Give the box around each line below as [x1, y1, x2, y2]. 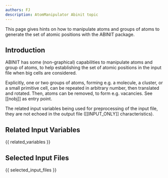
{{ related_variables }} [5, 139, 51, 145]
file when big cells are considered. [5, 70, 77, 76]
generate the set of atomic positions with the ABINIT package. [5, 31, 135, 37]
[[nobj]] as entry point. [5, 96, 52, 102]
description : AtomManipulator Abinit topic [5, 12, 99, 17]
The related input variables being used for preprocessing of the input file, [5, 105, 158, 111]
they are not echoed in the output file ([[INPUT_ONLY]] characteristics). [5, 111, 154, 117]
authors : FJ [5, 7, 30, 13]
